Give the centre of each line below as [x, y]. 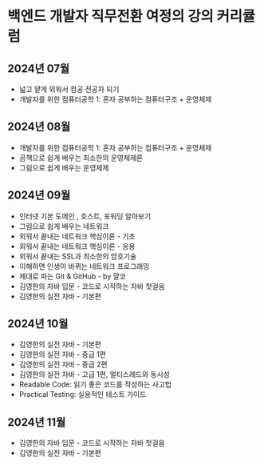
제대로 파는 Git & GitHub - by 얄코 [73, 276]
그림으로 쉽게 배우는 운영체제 [64, 167]
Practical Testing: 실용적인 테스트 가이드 [83, 395]
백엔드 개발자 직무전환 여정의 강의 [110, 16]
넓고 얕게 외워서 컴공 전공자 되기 [69, 89]
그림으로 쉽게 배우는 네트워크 [64, 226]
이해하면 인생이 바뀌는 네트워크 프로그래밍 [84, 266]
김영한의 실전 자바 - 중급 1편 [63, 355]
